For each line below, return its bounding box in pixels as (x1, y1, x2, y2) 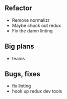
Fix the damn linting (11, 27, 53, 34)
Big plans (4, 42, 34, 51)
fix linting (11, 83, 31, 89)
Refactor (4, 4, 32, 12)
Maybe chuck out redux (11, 22, 61, 28)
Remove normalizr (11, 17, 49, 23)
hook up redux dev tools (11, 88, 62, 94)
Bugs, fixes (4, 70, 40, 79)
